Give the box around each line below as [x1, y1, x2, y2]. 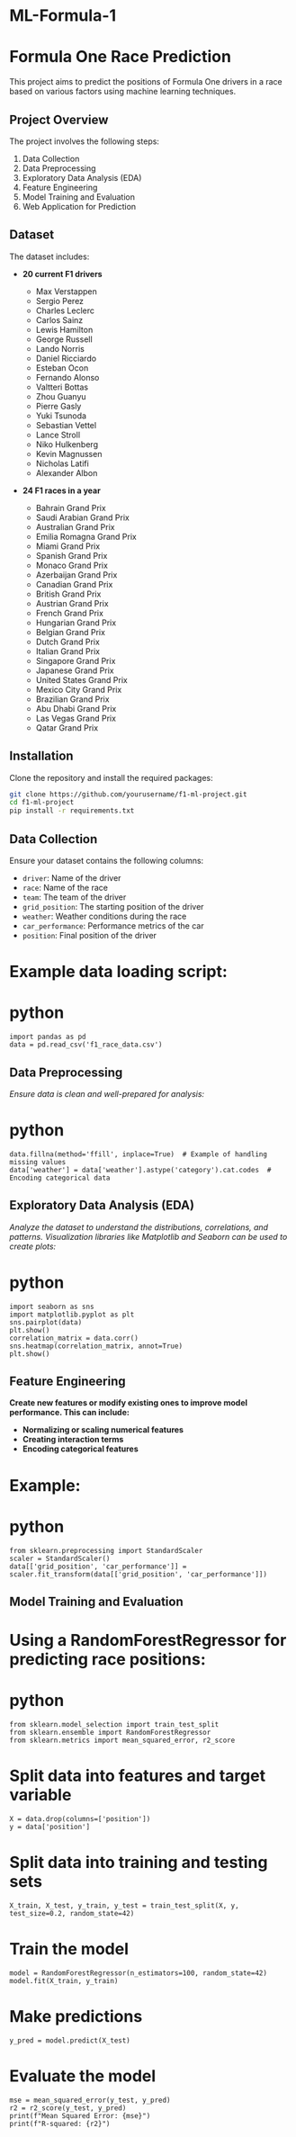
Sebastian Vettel [35, 419, 97, 430]
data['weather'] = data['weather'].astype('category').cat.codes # [9, 1165, 272, 1174]
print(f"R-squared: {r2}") [9, 2119, 111, 2128]
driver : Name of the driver [22, 873, 121, 883]
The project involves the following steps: [9, 136, 160, 147]
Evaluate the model [9, 2066, 157, 2087]
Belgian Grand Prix [35, 626, 106, 637]
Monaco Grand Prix [35, 560, 108, 570]
